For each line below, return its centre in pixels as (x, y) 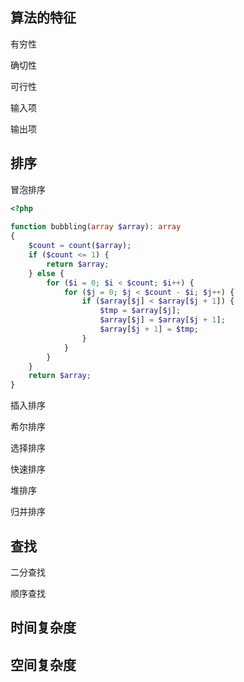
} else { (46, 273)
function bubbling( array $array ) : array (96, 227)
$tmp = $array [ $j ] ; (140, 311)
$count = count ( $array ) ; (80, 246)
